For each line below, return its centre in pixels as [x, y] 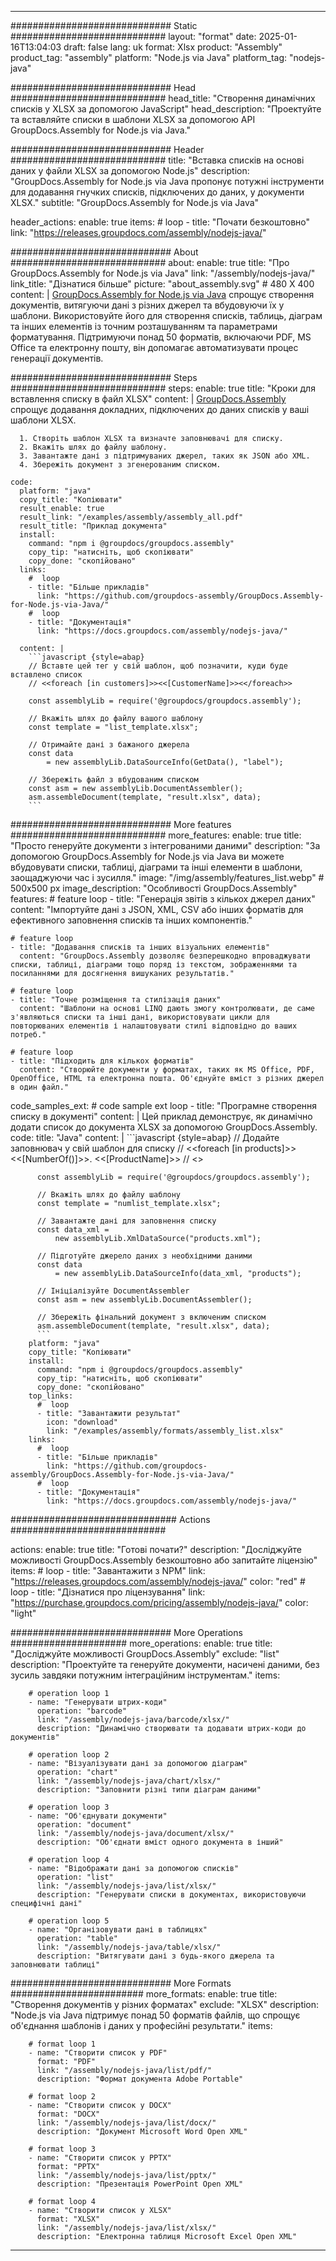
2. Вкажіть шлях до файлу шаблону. [93, 447]
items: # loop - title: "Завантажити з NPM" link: [108, 1570]
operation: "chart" [77, 1772]
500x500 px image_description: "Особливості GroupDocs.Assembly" [154, 888]
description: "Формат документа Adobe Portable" [140, 2079]
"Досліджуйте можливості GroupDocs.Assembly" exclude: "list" [145, 1654]
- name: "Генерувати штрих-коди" [98, 1702]
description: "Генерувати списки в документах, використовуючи [171, 1895]
